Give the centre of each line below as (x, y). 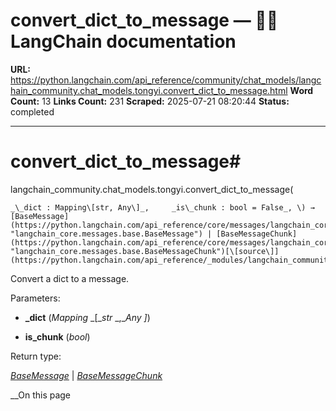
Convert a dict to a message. (70, 278)
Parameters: (35, 298)
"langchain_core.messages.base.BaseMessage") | (111, 234)
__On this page (41, 395)
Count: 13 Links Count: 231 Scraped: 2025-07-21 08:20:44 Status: (150, 101)
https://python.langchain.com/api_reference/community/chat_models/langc (166, 80)
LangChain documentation (123, 41)
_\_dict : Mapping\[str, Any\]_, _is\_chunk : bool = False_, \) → (162, 207)
